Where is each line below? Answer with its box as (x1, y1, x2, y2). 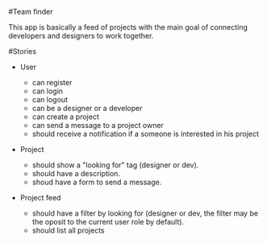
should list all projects (31, 225, 105, 235)
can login (31, 86, 63, 96)
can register (31, 78, 73, 87)
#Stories (8, 47, 37, 56)
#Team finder (8, 7, 54, 16)
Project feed (19, 193, 61, 202)
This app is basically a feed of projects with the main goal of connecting (8, 23, 248, 31)
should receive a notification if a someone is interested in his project (31, 129, 260, 138)
